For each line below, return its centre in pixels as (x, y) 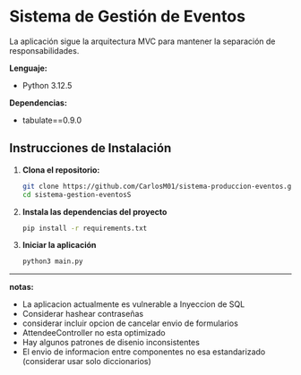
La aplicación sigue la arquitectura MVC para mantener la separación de (142, 41)
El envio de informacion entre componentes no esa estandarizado (144, 352)
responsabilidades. (44, 50)
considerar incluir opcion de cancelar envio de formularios (130, 323)
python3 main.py (52, 261)
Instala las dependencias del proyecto (95, 211)
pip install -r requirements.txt (85, 228)
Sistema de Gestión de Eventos (128, 17)
